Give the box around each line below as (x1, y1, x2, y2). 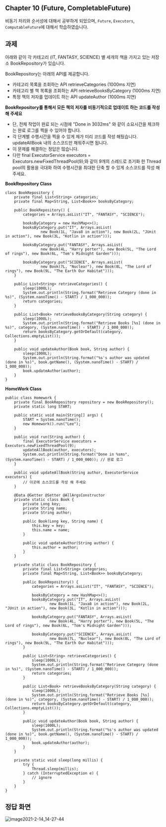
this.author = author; (31, 545, 79, 550)
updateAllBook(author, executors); (23, 447, 97, 452)
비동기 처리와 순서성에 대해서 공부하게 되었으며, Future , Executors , (5, 17, 135, 24)
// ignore (31, 775, 52, 780)
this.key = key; (31, 523, 65, 528)
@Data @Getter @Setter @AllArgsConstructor (14, 492, 106, 498)
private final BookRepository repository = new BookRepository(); (14, 400, 154, 405)
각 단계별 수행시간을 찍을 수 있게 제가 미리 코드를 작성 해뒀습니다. (12, 134, 138, 139)
